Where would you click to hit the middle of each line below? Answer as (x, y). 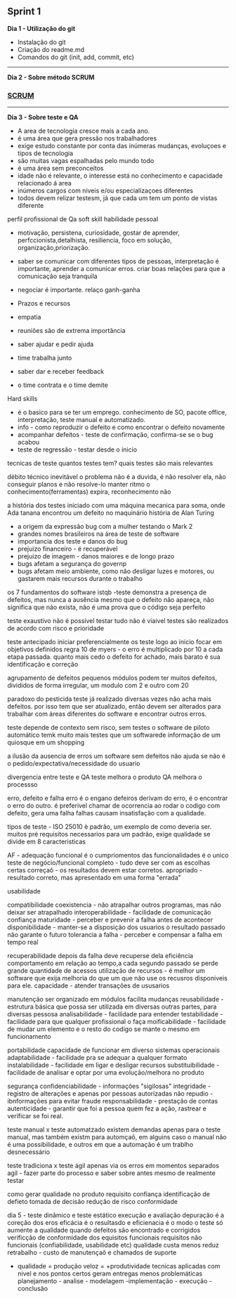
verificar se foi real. (35, 1116)
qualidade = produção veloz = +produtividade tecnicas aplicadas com (119, 1266)
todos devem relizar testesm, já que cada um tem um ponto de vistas (117, 198)
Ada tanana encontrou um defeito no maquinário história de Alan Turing (111, 513)
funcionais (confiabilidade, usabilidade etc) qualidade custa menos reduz (113, 1245)
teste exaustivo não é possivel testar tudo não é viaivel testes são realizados (118, 621)
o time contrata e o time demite (63, 385)
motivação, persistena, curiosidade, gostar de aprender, (99, 233)
